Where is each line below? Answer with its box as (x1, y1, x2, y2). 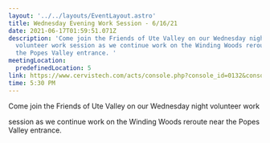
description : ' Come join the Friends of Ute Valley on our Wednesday (8, 34, 247, 43)
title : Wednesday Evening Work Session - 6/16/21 (8, 19, 178, 27)
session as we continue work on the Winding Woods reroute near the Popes (8, 116, 260, 126)
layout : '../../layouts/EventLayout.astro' (8, 11, 157, 20)
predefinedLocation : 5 (15, 64, 92, 72)
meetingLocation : (8, 57, 67, 65)
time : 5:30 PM (8, 79, 56, 87)
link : (8, 71, 27, 80)
